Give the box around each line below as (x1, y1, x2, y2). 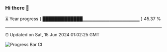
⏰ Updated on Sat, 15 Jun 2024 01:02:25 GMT (5, 32, 100, 38)
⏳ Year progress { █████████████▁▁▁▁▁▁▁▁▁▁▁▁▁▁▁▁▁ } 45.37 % (5, 16, 162, 22)
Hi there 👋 (5, 4, 30, 11)
